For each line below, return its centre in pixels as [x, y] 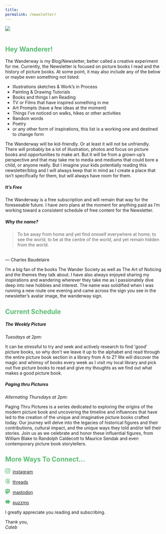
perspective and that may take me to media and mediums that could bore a [82, 160]
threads [20, 482]
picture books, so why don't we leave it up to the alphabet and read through [83, 352]
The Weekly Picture [26, 324]
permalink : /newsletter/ [31, 14]
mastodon [23, 492]
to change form [28, 134]
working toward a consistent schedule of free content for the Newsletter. [79, 210]
